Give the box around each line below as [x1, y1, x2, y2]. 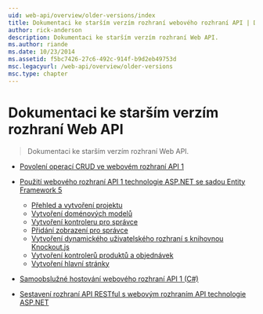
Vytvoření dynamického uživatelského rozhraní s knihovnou [31, 233, 224, 243]
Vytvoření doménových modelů [31, 209, 133, 218]
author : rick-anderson [8, 26, 82, 34]
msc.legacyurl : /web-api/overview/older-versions [8, 63, 174, 71]
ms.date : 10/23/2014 [8, 48, 76, 56]
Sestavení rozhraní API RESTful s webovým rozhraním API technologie [19, 289, 247, 298]
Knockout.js [31, 242, 70, 251]
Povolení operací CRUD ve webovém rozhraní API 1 [19, 162, 184, 171]
